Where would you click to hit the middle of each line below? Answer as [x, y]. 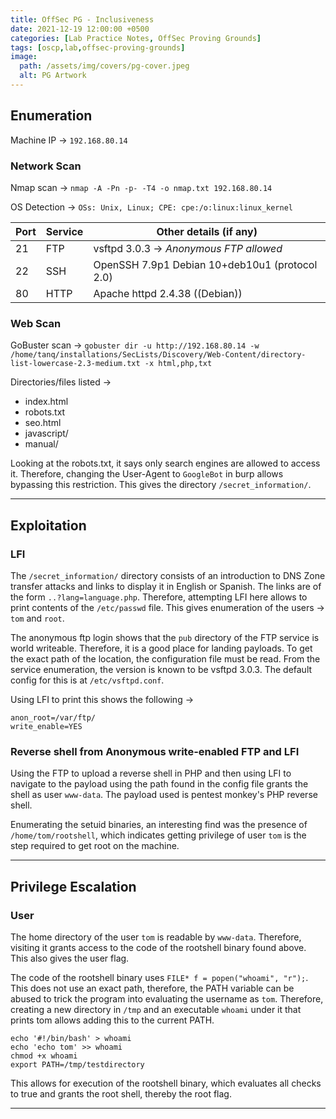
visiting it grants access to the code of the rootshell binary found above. [158, 947]
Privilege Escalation [73, 886]
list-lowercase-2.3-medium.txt [75, 364]
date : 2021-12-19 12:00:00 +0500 [80, 29]
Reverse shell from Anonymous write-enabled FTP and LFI [155, 751]
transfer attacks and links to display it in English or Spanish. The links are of [166, 586]
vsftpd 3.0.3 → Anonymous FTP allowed [188, 248]
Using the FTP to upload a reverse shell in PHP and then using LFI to [151, 773]
